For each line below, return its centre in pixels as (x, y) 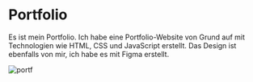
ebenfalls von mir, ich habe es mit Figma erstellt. (89, 54)
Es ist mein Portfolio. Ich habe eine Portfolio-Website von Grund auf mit (126, 37)
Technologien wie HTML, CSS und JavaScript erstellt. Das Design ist (122, 45)
